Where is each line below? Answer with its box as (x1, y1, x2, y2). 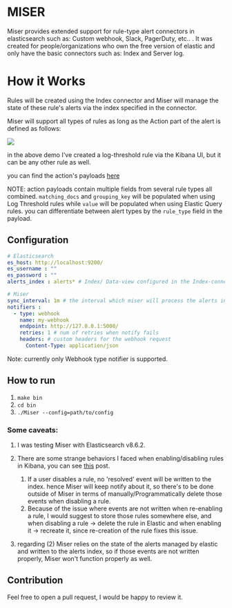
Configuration (7, 234, 69, 246)
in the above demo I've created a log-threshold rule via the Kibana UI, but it (7, 150, 221, 159)
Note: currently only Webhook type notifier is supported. (7, 354, 168, 363)
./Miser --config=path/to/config (17, 409, 114, 416)
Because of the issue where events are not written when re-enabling (27, 504, 223, 513)
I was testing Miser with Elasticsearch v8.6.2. (17, 441, 146, 450)
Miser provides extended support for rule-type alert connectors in (7, 27, 195, 35)
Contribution (7, 575, 64, 587)
